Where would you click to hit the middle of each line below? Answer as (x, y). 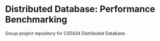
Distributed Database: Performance (80, 9)
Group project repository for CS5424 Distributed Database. (66, 33)
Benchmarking (36, 20)
